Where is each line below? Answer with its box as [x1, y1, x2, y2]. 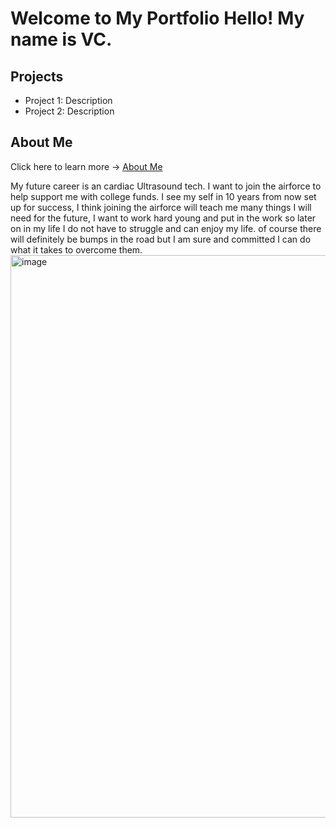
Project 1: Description [24, 95, 113, 106]
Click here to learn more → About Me [10, 160, 163, 172]
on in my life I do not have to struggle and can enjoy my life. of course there [10, 222, 322, 234]
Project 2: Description [24, 105, 115, 117]
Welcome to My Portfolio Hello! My [10, 7, 305, 30]
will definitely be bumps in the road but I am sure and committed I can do [10, 233, 312, 245]
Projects [10, 68, 64, 85]
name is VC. [10, 28, 113, 51]
